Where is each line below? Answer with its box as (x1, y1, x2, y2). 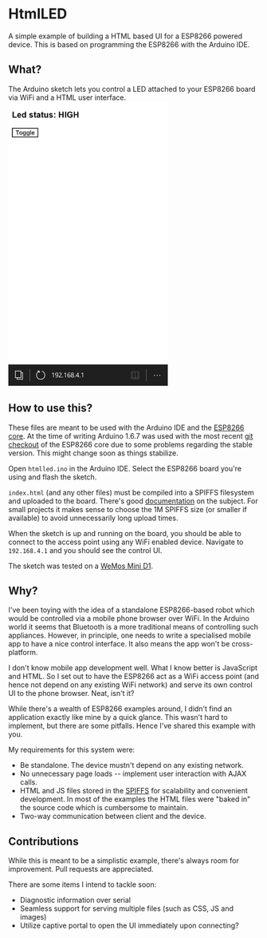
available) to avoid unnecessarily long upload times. (8, 513, 179, 523)
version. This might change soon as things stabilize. (8, 448, 179, 458)
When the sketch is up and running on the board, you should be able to (8, 528, 241, 538)
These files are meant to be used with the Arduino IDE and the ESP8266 (8, 423, 245, 432)
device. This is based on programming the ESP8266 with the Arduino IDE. (8, 39, 250, 49)
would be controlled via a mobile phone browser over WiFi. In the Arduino (8, 614, 249, 623)
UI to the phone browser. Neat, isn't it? (8, 689, 135, 698)
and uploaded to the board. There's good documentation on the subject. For (8, 496, 258, 506)
